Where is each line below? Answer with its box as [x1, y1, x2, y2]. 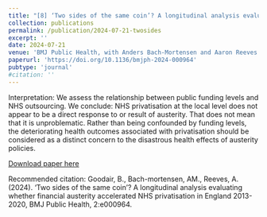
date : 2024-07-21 [8, 41, 66, 49]
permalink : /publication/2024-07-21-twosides [8, 26, 161, 34]
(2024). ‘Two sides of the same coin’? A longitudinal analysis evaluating [8, 182, 242, 192]
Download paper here [8, 158, 79, 168]
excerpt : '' [8, 33, 48, 42]
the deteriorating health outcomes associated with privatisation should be [8, 126, 250, 136]
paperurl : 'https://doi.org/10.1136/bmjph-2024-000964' [8, 56, 197, 64]
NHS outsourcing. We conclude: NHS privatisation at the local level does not [8, 101, 258, 110]
